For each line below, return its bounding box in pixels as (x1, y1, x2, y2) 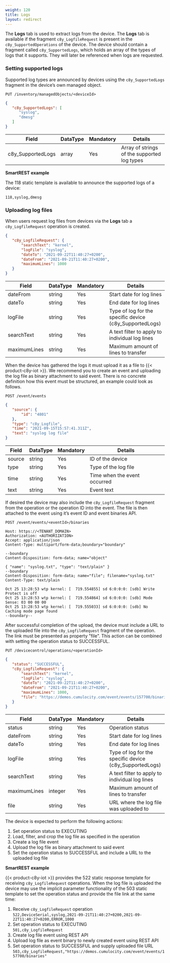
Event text (90, 486, 114, 493)
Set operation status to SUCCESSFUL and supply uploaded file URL (12, 943, 153, 949)
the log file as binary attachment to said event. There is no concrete (5, 373, 147, 379)
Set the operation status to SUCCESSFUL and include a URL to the (12, 849, 151, 855)
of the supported (121, 150, 161, 157)
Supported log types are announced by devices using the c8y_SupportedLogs (5, 77, 165, 83)
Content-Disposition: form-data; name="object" (5, 556, 108, 561)
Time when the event (90, 472, 140, 479)
